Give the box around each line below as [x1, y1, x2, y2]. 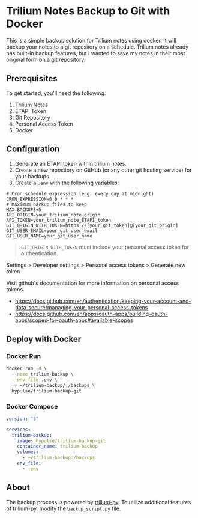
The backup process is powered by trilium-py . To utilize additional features [6, 498, 191, 505]
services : [6, 427, 31, 433]
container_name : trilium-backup [17, 443, 98, 449]
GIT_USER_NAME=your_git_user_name [6, 233, 93, 239]
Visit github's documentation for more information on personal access [6, 279, 179, 287]
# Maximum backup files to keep [6, 201, 87, 207]
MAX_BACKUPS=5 [6, 206, 42, 213]
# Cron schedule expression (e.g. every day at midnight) [6, 190, 154, 197]
